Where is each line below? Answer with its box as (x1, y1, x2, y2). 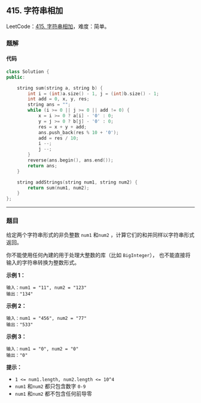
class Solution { (6, 68, 50, 75)
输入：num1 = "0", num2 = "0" (6, 346, 79, 352)
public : (6, 74, 26, 80)
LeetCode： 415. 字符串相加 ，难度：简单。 (6, 23, 110, 30)
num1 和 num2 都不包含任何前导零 (14, 390, 92, 398)
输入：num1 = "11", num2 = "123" (6, 285, 87, 291)
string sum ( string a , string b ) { (17, 85, 103, 91)
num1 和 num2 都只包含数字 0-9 (14, 383, 86, 390)
